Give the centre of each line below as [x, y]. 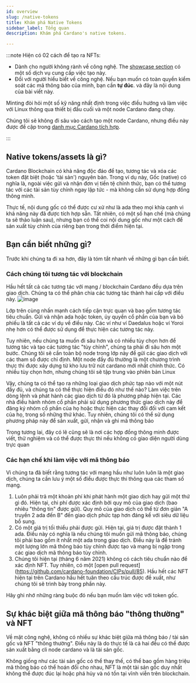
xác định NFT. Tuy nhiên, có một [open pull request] [77, 565]
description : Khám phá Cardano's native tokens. [66, 34]
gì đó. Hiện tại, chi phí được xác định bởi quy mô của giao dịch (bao [96, 503]
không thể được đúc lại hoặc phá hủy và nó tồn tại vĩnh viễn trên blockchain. [98, 674]
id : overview [22, 11]
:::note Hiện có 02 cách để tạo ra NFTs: [54, 55]
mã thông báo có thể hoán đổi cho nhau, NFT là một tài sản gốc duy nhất [94, 667]
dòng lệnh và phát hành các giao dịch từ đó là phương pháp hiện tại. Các [94, 396]
